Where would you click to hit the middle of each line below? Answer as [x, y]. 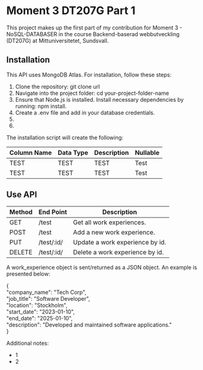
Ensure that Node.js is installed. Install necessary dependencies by [99, 99]
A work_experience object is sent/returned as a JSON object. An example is [102, 267]
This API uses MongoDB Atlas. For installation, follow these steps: [89, 75]
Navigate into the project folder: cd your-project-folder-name [92, 93]
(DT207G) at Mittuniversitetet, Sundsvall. [57, 40]
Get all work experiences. [109, 222]
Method [21, 212]
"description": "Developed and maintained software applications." [89, 325]
